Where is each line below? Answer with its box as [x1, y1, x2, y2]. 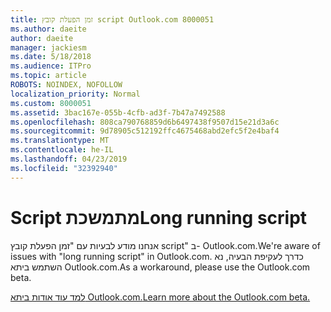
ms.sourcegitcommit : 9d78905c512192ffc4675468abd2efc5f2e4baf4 [10, 126, 280, 136]
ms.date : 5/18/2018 [10, 52, 92, 62]
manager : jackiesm [10, 42, 87, 53]
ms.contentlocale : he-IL [10, 145, 114, 155]
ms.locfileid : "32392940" [10, 163, 118, 173]
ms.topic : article [10, 71, 87, 81]
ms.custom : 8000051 [10, 98, 92, 108]
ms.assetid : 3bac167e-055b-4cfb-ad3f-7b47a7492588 [10, 107, 226, 118]
